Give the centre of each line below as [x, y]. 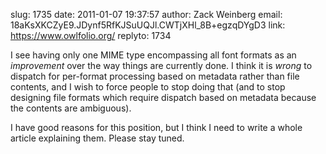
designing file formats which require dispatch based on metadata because [163, 97]
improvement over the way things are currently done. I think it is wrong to [161, 65]
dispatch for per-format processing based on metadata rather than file [155, 76]
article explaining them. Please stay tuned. [97, 138]
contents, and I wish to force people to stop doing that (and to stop [148, 87]
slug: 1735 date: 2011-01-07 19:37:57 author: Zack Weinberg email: [146, 14]
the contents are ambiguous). [71, 108]
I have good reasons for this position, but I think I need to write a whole [156, 127]
